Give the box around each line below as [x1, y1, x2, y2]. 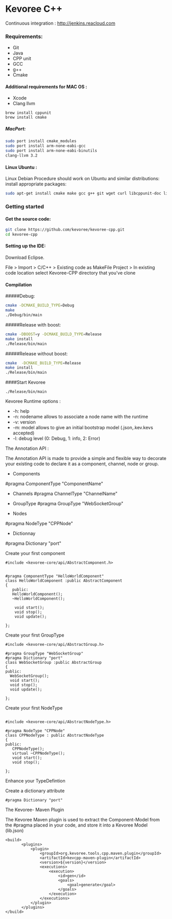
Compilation [5, 281, 32, 288]
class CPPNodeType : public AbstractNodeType [5, 733, 104, 738]
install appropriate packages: [5, 181, 67, 187]
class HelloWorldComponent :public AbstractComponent [5, 578, 123, 583]
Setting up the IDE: [5, 243, 46, 249]
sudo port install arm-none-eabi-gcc [5, 143, 86, 149]
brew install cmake [5, 115, 47, 120]
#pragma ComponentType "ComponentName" [5, 481, 103, 487]
